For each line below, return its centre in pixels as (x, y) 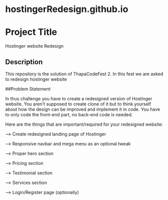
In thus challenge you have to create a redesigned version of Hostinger (79, 98)
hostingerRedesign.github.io (67, 9)
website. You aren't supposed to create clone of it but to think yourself (78, 104)
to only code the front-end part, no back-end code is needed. (69, 114)
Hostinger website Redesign (34, 46)
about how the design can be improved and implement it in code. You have (83, 109)
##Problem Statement (28, 89)
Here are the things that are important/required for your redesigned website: (84, 124)
